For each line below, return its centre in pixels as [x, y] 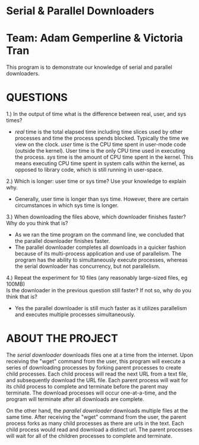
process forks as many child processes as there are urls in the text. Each [95, 423]
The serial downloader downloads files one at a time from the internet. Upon [100, 355]
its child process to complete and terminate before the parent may [87, 386]
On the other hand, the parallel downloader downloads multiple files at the [97, 411]
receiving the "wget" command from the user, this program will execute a [96, 361]
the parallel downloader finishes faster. [62, 241]
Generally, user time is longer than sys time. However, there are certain [102, 199]
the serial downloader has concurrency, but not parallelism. [87, 266]
